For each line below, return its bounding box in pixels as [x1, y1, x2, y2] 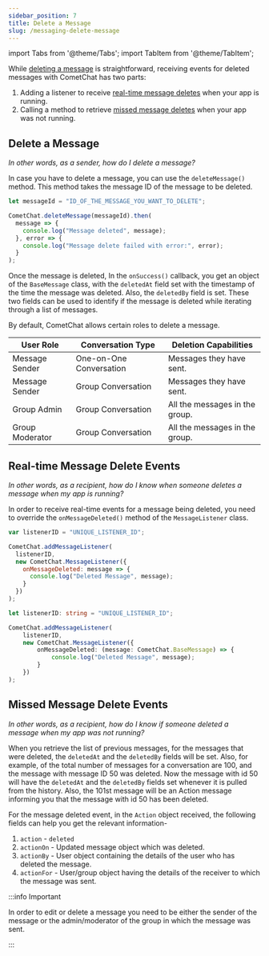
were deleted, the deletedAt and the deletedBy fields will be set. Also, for [8, 751, 248, 761]
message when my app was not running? [8, 727, 145, 737]
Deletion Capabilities [171, 339, 254, 350]
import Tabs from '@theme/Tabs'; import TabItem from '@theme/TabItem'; [8, 49, 255, 58]
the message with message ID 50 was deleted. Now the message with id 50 [8, 769, 259, 778]
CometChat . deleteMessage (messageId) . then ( [8, 212, 152, 220]
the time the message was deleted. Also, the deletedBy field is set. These [8, 288, 250, 298]
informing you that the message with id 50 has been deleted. [8, 794, 209, 804]
